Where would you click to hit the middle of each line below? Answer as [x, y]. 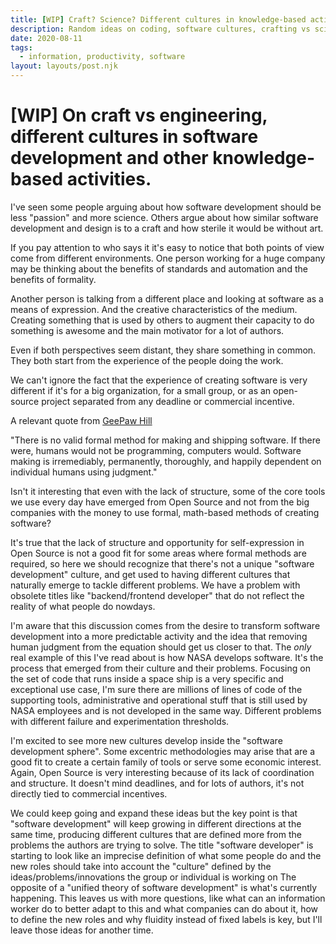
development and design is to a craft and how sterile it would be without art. [167, 228]
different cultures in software [134, 137]
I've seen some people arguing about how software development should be [166, 207]
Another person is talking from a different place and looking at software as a [167, 298]
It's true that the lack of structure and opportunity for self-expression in [157, 542]
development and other [109, 158]
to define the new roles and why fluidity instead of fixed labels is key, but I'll [166, 919]
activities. [109, 179]
